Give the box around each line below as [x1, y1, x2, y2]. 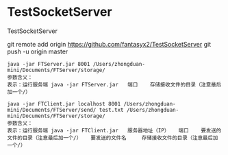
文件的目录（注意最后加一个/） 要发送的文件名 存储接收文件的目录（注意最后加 [7, 134, 218, 141]
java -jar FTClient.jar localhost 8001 [7, 100, 121, 107]
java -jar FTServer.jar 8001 [7, 60, 90, 67]
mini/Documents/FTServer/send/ [7, 106, 97, 113]
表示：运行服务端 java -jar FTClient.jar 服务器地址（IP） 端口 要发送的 [7, 127, 222, 134]
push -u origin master [7, 47, 68, 56]
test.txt [99, 106, 125, 113]
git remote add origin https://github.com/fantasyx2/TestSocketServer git [7, 40, 211, 48]
